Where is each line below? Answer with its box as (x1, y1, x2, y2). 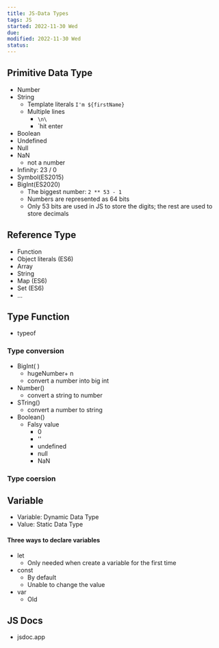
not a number (27, 158, 66, 167)
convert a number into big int (27, 376, 109, 385)
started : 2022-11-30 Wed (7, 23, 78, 29)
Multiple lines (27, 107, 65, 115)
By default (27, 573, 57, 581)
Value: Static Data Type (16, 520, 83, 529)
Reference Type (7, 229, 77, 241)
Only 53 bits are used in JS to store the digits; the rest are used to (27, 202, 213, 210)
